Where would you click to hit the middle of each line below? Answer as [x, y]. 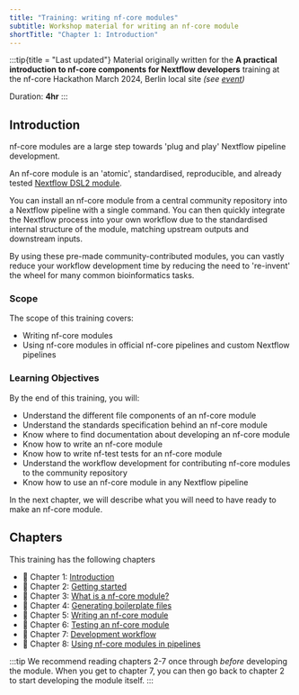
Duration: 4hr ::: [39, 96]
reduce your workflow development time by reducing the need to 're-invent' [149, 266]
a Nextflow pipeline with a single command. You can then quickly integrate [147, 210]
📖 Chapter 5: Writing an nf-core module [95, 615]
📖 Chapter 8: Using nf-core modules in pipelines [111, 644]
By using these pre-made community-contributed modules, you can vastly [147, 257]
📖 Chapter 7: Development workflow [89, 634]
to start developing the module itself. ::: [82, 680]
